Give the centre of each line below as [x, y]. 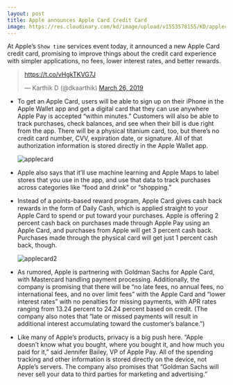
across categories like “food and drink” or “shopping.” [94, 188]
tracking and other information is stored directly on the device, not [112, 359]
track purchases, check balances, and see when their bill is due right [115, 124]
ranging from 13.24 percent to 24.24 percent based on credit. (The [112, 309]
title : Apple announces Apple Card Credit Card [77, 20]
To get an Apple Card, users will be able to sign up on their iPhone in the [120, 101]
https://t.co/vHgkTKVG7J [60, 74]
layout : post [26, 14]
